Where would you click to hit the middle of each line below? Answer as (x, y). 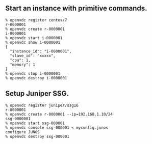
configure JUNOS (22, 132)
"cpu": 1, (20, 60)
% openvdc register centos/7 (36, 20)
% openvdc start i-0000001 (34, 38)
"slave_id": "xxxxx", (33, 55)
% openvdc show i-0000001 (33, 42)
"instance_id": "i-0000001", (41, 51)
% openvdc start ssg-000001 (35, 123)
